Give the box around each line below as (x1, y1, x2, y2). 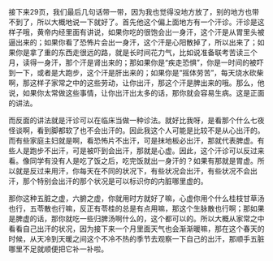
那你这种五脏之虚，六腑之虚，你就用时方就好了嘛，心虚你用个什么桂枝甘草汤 (8, 194, 265, 203)
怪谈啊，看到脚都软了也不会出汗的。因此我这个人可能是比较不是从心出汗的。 (8, 126, 265, 135)
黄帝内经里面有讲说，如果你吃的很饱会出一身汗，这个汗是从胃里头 (36, 28, 258, 36)
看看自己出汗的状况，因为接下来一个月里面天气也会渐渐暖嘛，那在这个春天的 (8, 224, 265, 233)
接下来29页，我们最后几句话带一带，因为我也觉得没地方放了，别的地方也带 (8, 7, 260, 16)
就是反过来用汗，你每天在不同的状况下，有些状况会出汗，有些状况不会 (15, 166, 250, 176)
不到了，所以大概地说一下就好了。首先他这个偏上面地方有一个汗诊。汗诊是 (8, 17, 258, 27)
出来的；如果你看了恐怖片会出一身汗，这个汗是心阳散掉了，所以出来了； (15, 37, 258, 47)
